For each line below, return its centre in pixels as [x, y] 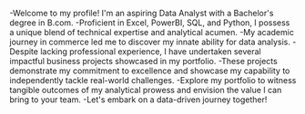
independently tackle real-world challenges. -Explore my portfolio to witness [153, 80]
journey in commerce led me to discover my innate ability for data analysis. [150, 42]
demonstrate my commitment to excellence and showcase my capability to [150, 71]
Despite [24, 52]
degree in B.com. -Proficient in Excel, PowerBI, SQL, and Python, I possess [150, 23]
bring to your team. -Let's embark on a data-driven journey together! [138, 100]
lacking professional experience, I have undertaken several [151, 52]
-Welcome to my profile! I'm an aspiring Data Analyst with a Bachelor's [142, 13]
